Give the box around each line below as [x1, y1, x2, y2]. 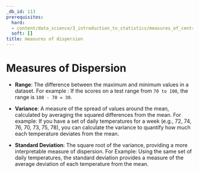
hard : [11, 19, 25, 25]
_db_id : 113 [6, 8, 36, 15]
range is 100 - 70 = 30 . [14, 93, 72, 100]
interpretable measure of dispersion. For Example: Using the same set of [14, 148, 192, 155]
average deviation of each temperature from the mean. [14, 160, 149, 167]
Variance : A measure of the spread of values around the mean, [14, 105, 169, 112]
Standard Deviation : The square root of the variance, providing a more [14, 141, 188, 148]
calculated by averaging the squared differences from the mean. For [14, 111, 182, 118]
